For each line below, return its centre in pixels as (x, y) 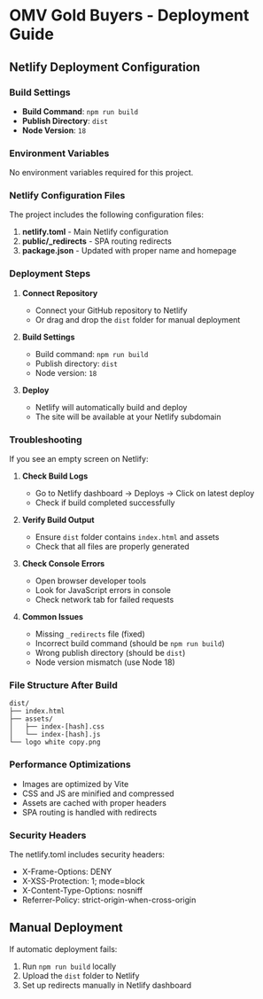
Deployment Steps (50, 274)
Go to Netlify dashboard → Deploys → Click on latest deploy (145, 494)
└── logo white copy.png (55, 742)
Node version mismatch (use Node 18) (105, 662)
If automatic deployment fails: (63, 948)
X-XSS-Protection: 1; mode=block (83, 881)
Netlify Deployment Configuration (105, 67)
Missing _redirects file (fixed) (90, 634)
